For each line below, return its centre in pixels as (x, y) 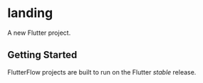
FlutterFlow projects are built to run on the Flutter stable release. (102, 72)
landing (30, 13)
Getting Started (42, 55)
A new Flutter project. (39, 33)
